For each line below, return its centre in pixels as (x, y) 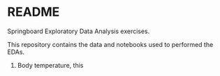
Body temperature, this (50, 65)
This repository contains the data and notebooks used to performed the (110, 44)
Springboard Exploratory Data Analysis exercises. (79, 31)
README (34, 12)
